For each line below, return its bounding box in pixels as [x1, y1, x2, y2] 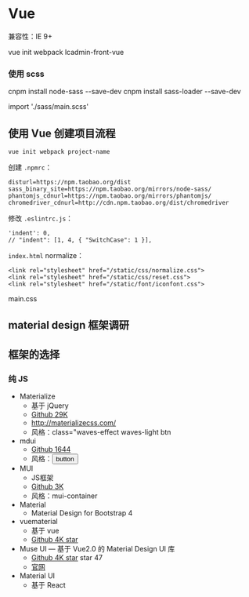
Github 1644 [31, 445, 71, 454]
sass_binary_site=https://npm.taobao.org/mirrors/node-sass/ [8, 185, 212, 193]
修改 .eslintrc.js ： [8, 213, 73, 224]
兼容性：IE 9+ [8, 31, 53, 41]
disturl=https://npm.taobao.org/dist [8, 178, 132, 187]
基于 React [31, 581, 67, 590]
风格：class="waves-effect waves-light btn [31, 428, 171, 437]
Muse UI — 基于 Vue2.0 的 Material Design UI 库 [19, 544, 175, 554]
